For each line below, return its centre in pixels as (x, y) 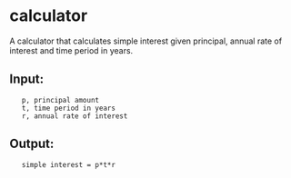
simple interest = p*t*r (69, 164)
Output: (32, 144)
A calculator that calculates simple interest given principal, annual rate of (146, 41)
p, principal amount (60, 100)
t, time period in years (69, 108)
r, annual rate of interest (75, 116)
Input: (26, 79)
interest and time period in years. (71, 50)
